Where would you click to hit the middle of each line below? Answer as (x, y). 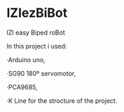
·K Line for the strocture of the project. (62, 101)
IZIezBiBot (37, 13)
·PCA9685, (22, 87)
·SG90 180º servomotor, (41, 73)
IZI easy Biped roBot (36, 32)
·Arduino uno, (26, 60)
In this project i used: (37, 46)
